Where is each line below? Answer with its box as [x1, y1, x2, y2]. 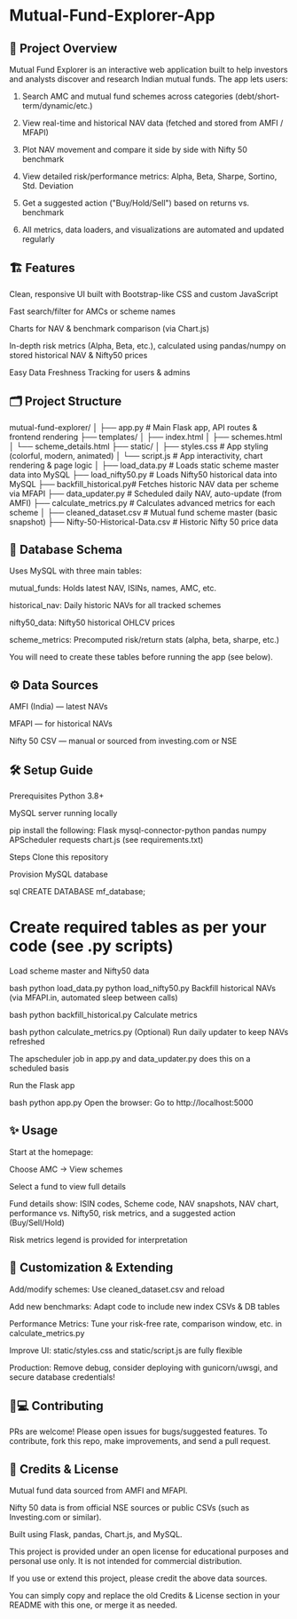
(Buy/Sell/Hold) [9, 1217, 65, 1228]
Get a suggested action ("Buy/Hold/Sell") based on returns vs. [21, 197, 250, 208]
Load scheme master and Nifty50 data [9, 966, 150, 976]
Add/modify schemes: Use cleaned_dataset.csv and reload [9, 1284, 225, 1294]
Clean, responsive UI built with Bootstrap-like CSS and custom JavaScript [9, 288, 278, 299]
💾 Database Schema [9, 542, 123, 557]
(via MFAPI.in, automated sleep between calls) [9, 992, 179, 1003]
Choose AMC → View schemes [9, 1164, 123, 1174]
